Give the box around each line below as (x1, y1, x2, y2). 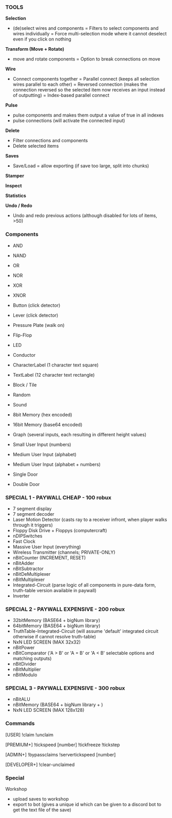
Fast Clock (12, 538, 36, 544)
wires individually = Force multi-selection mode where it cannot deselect (12, 31, 167, 37)
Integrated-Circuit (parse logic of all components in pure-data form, (12, 581, 156, 588)
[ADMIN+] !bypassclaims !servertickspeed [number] (5, 751, 116, 757)
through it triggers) (12, 522, 53, 528)
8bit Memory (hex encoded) (12, 412, 72, 418)
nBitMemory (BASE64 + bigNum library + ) (12, 702, 103, 708)
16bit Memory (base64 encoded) (12, 421, 83, 427)
